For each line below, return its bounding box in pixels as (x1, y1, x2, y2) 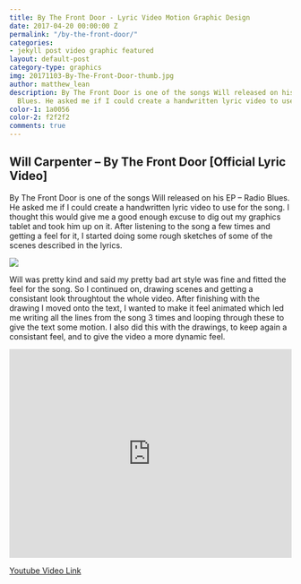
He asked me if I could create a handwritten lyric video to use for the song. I (9, 202, 289, 212)
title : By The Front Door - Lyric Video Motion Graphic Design (9, 13, 251, 22)
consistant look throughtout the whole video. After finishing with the (9, 293, 260, 304)
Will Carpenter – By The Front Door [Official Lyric (9, 154, 287, 170)
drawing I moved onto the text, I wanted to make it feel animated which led (9, 302, 285, 313)
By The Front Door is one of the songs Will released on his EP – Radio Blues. (9, 192, 290, 202)
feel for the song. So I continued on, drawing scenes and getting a (9, 283, 254, 294)
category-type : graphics (9, 64, 102, 73)
